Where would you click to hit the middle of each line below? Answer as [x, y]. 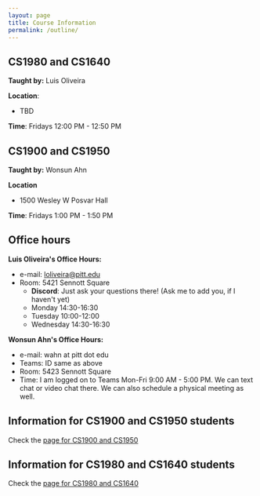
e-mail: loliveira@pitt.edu [60, 274]
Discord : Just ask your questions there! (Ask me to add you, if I [133, 290]
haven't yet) [51, 299]
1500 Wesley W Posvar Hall [63, 200]
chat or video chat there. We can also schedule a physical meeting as [132, 388]
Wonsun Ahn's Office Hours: [56, 339]
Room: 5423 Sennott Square [65, 371]
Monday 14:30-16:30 [65, 308]
